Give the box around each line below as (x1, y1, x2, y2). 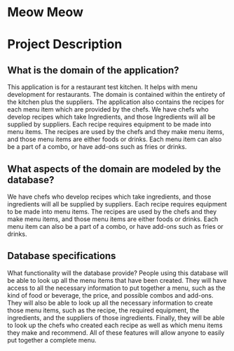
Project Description (7, 37, 123, 53)
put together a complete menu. (7, 336, 97, 344)
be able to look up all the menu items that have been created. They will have (7, 276, 227, 284)
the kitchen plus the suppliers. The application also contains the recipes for (7, 98, 224, 106)
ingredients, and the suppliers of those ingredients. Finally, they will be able (7, 313, 226, 322)
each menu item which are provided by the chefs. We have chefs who (7, 105, 209, 114)
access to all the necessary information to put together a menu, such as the (7, 284, 226, 292)
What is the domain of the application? (7, 64, 180, 76)
